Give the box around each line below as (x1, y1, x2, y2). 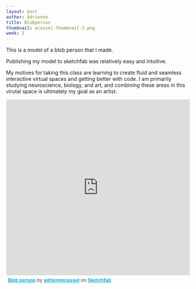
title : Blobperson (6, 19, 51, 25)
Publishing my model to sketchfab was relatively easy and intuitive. (6, 58, 167, 65)
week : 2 (6, 30, 25, 36)
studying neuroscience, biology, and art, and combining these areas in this (6, 81, 185, 89)
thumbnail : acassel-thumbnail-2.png (6, 25, 95, 31)
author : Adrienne (6, 14, 48, 20)
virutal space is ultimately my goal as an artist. (6, 88, 118, 95)
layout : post (6, 8, 38, 15)
